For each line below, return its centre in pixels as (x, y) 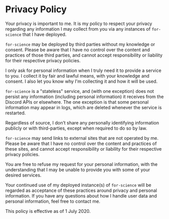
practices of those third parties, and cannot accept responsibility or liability (84, 55)
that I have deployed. (45, 34)
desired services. (23, 175)
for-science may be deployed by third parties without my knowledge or (80, 44)
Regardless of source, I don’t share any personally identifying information (82, 123)
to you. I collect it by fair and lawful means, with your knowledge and (77, 76)
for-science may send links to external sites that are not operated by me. (82, 138)
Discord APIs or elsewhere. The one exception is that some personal (77, 102)
